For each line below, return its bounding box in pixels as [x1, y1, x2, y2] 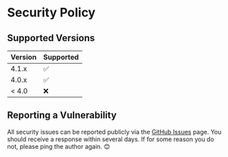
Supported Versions [7, 32, 95, 44]
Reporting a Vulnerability [7, 110, 117, 121]
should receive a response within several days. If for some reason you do [7, 135, 214, 143]
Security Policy [7, 5, 96, 21]
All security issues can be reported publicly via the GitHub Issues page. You [7, 128, 222, 136]
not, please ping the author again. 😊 [7, 142, 111, 150]
